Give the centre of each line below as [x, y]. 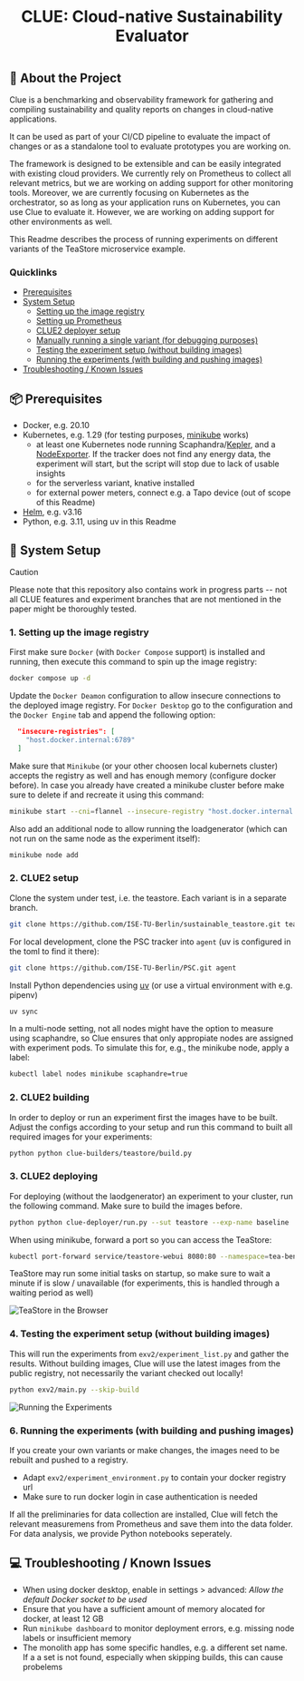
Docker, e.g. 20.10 [56, 425]
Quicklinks [33, 272]
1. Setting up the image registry [79, 632]
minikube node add [44, 855]
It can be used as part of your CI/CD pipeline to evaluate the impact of [140, 137]
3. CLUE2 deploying [53, 1177]
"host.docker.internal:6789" [81, 740]
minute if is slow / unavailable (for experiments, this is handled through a [145, 1283]
